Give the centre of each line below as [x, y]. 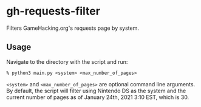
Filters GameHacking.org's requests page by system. [73, 28]
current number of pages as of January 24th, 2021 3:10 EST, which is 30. [98, 97]
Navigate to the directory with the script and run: [67, 61]
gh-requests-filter [53, 11]
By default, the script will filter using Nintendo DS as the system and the [96, 91]
